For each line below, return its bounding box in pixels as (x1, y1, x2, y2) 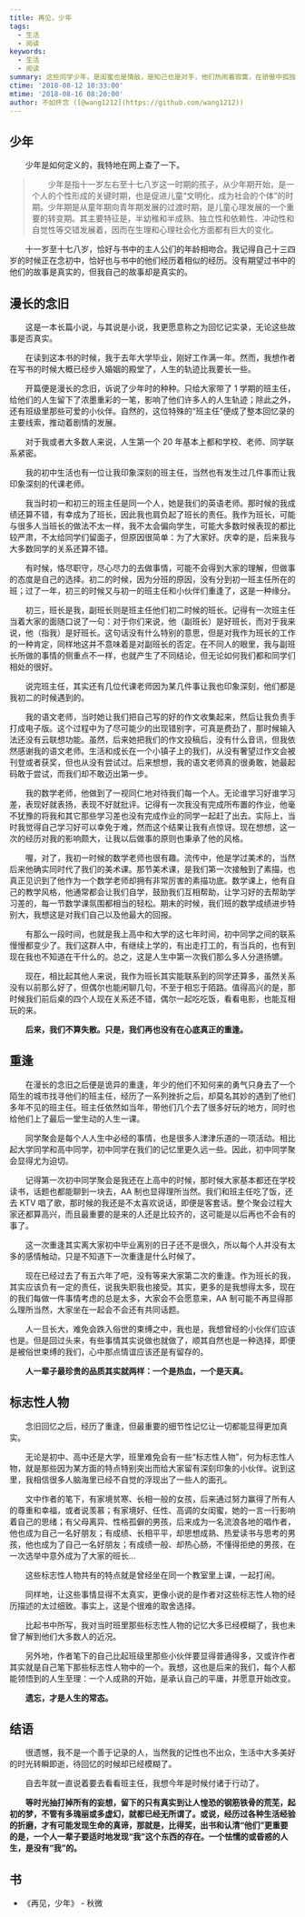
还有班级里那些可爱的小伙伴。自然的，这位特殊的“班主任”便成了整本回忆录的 (9, 406, 295, 417)
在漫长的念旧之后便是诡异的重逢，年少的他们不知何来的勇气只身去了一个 (25, 1079, 296, 1089)
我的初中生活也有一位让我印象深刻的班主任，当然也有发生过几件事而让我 (25, 467, 296, 477)
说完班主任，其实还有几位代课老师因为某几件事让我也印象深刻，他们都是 (25, 681, 296, 691)
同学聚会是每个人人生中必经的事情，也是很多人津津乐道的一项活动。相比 (25, 1132, 296, 1143)
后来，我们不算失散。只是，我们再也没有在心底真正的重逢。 (25, 1024, 248, 1035)
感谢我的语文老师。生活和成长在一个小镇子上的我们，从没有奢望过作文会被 (16, 746, 296, 756)
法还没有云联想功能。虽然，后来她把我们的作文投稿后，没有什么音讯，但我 (9, 734, 288, 745)
